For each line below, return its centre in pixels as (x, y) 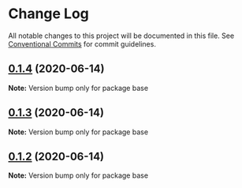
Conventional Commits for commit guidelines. (82, 43)
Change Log (48, 14)
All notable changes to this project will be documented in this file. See (121, 36)
